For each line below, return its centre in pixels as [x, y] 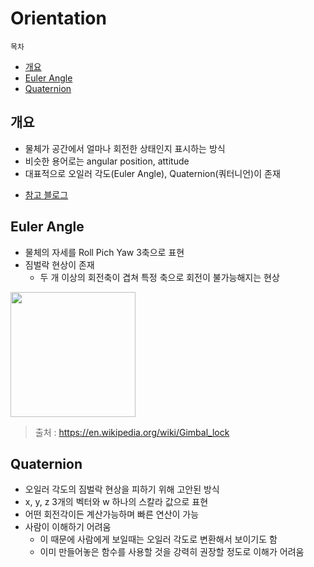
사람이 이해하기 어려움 [68, 527]
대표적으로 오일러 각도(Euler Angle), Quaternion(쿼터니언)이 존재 [152, 173]
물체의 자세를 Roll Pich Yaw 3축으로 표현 [104, 252]
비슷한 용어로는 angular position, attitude [107, 161]
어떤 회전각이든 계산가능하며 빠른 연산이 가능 [112, 514]
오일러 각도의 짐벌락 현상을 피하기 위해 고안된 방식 [122, 489]
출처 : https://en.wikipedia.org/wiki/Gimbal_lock [132, 432]
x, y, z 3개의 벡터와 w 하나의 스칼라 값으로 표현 [116, 502]
